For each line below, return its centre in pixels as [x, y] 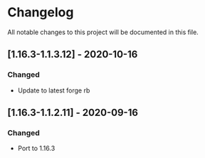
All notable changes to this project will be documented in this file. [103, 32]
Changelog [41, 12]
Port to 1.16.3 [36, 148]
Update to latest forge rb [54, 90]
